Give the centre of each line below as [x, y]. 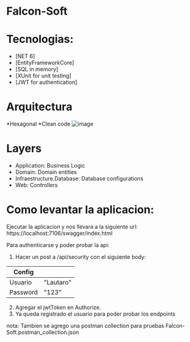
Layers [24, 149]
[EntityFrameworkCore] [45, 63]
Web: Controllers [36, 185]
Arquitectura [39, 107]
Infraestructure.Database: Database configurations [79, 178]
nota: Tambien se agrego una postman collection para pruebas [86, 325]
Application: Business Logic [50, 165]
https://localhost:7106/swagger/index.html [60, 233]
